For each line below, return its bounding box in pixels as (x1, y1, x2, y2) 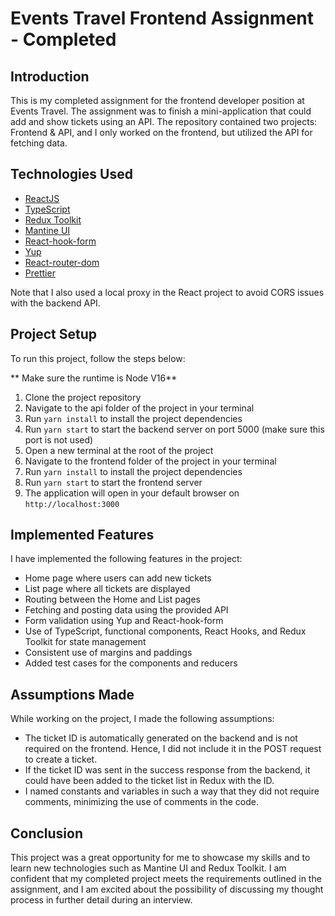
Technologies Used (10, 166, 133, 183)
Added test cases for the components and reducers (24, 657, 238, 669)
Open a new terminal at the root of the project (24, 444, 214, 456)
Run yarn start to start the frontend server (24, 476, 203, 488)
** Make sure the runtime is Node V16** (10, 372, 178, 384)
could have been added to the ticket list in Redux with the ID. (24, 775, 275, 787)
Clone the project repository (24, 391, 142, 403)
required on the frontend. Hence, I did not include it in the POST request (24, 743, 322, 755)
